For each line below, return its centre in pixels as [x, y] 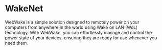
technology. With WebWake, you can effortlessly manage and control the [79, 32]
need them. [17, 43]
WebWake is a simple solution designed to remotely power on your [72, 22]
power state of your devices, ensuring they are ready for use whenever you [81, 38]
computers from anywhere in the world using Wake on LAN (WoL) [71, 27]
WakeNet [24, 9]
